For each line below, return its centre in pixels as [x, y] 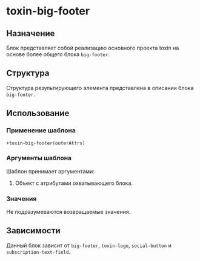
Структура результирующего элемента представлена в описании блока [100, 88]
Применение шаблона [41, 130]
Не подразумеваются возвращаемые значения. [68, 212]
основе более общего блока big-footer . [58, 54]
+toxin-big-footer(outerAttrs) [46, 143]
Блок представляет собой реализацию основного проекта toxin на [93, 48]
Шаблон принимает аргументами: [51, 171]
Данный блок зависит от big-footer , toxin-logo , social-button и [89, 245]
